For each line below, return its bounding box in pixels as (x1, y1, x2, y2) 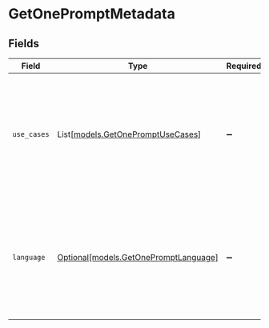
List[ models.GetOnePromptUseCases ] (57, 129, 202, 140)
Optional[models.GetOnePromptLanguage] (57, 252, 219, 262)
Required (226, 61, 262, 71)
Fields (8, 37, 40, 50)
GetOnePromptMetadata (8, 5, 176, 23)
